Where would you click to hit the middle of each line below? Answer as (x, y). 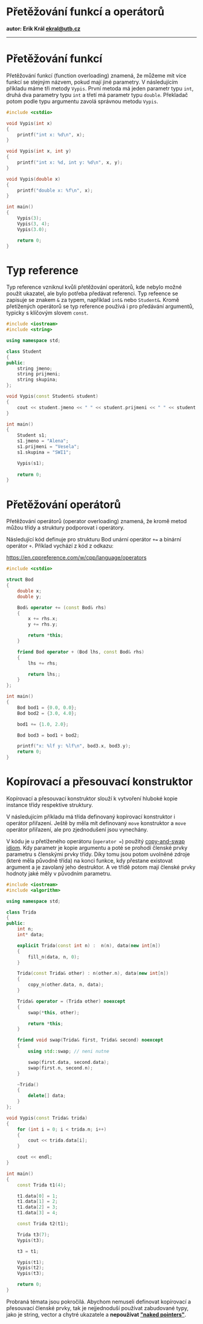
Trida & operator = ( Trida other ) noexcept (71, 1001)
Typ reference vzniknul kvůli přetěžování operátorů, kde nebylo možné (94, 287)
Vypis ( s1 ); (31, 463)
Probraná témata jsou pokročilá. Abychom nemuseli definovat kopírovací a (99, 1302)
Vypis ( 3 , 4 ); (34, 224)
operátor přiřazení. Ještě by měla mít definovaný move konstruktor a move (96, 823)
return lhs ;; (44, 674)
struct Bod (20, 580)
